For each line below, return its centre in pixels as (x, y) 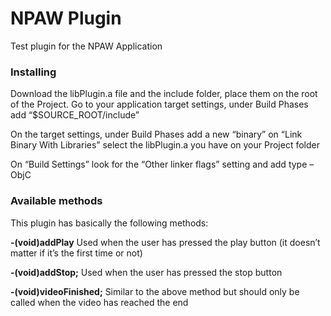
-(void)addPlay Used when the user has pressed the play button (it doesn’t (165, 242)
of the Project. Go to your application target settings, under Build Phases (159, 104)
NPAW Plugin (66, 18)
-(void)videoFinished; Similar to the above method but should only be (155, 291)
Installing (33, 72)
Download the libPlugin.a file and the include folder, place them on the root (164, 94)
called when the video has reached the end (99, 302)
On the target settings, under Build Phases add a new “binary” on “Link (156, 134)
